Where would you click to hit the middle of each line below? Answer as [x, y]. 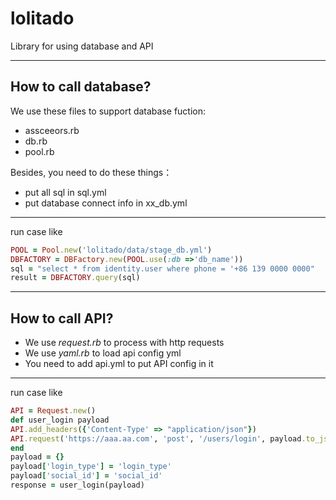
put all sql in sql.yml [65, 192]
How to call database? [81, 87]
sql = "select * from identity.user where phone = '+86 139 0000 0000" [162, 268]
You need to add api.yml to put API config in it [119, 364]
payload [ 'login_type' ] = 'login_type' [91, 467]
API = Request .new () [53, 411]
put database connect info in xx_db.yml [106, 203]
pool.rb [39, 151]
